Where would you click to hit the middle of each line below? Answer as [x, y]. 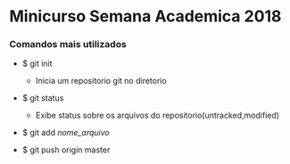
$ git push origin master [66, 150]
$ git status [43, 98]
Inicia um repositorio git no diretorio [101, 81]
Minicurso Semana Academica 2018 [145, 16]
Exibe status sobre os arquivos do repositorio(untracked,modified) [157, 115]
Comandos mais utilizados [68, 45]
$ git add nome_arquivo [66, 133]
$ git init [37, 63]
